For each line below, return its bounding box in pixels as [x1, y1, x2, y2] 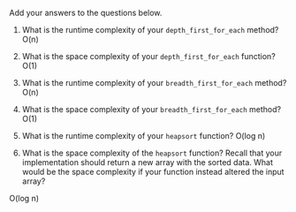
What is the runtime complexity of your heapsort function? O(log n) [21, 131, 266, 140]
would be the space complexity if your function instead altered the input [21, 167, 285, 177]
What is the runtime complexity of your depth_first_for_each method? [21, 25, 279, 34]
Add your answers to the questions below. [9, 8, 163, 18]
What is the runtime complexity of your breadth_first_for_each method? [21, 78, 287, 87]
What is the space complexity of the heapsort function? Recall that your [21, 148, 283, 158]
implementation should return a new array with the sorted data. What [21, 157, 274, 167]
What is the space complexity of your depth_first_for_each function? [21, 51, 276, 61]
